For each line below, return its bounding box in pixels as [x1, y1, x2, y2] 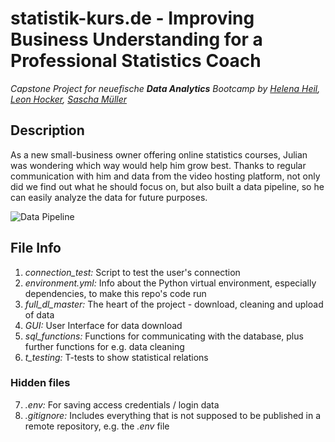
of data [24, 308, 55, 321]
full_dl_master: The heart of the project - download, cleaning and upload [24, 298, 324, 310]
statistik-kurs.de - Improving [10, 7, 255, 30]
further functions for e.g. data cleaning [24, 340, 185, 352]
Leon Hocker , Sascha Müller [10, 93, 128, 105]
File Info [10, 240, 62, 257]
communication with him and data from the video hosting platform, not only [10, 170, 321, 182]
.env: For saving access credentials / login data [24, 398, 220, 411]
